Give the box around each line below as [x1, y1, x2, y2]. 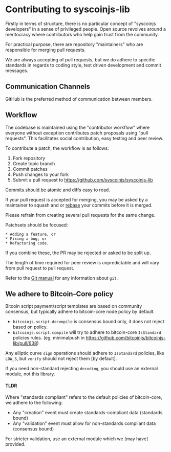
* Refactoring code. [5, 240, 50, 246]
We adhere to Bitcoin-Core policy [5, 289, 114, 298]
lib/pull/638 [12, 340, 37, 346]
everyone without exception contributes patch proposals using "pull [5, 129, 148, 136]
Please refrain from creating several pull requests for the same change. [5, 212, 156, 218]
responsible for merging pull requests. [5, 47, 86, 53]
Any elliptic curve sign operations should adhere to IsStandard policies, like [5, 350, 165, 356]
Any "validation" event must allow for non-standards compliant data [12, 420, 156, 426]
